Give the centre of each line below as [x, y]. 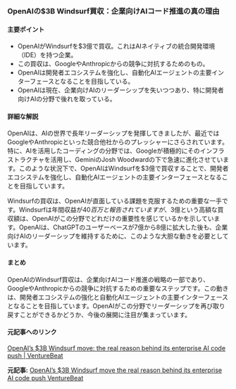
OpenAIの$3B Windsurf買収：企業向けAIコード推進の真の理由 [113, 11]
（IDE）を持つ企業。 [47, 55]
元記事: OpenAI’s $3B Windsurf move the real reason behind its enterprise [115, 370]
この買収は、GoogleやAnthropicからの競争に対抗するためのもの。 [113, 64]
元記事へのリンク [32, 332]
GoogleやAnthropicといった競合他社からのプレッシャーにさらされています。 [118, 142]
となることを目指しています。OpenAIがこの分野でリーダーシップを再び [110, 306]
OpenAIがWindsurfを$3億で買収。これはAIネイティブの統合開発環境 [116, 46]
